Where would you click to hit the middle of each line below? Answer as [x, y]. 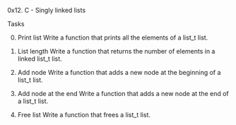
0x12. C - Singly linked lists [47, 10]
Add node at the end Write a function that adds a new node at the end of [123, 94]
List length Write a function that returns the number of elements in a [116, 51]
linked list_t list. [40, 59]
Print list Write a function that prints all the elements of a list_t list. [113, 37]
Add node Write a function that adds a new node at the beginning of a [119, 72]
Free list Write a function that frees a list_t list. [84, 115]
